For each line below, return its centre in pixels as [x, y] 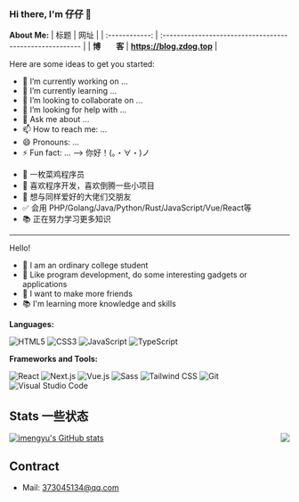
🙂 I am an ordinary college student [85, 266]
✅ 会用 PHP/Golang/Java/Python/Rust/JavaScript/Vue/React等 [137, 208]
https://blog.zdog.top [172, 46]
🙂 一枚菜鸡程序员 [53, 175]
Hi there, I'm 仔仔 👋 [50, 13]
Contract [34, 466]
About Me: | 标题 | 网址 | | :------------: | [84, 35]
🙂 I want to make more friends [77, 294]
